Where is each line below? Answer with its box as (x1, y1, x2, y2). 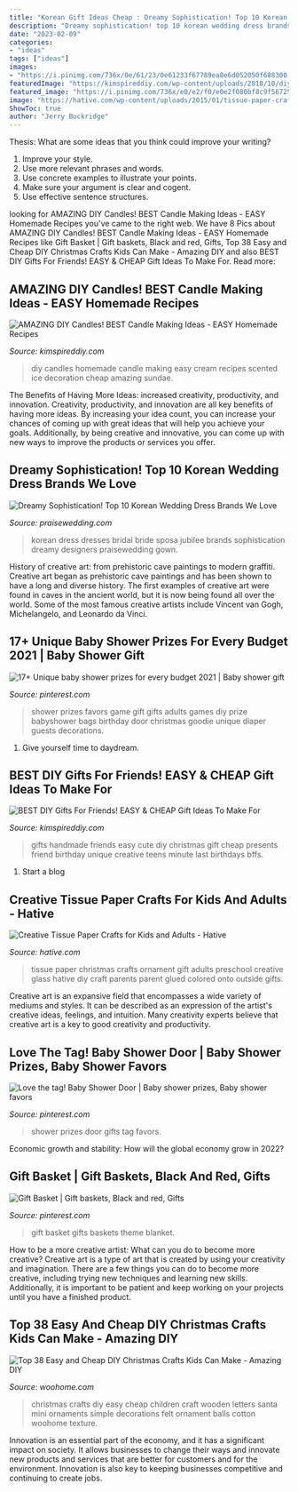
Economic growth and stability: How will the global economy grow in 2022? (9, 1144, 285, 1153)
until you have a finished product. (9, 1291, 131, 1302)
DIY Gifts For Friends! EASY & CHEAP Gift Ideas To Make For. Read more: (9, 256, 276, 267)
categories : (9, 37, 53, 47)
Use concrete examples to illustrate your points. (21, 172, 198, 183)
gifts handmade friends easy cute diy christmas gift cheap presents (30, 840, 278, 850)
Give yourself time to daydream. (21, 742, 139, 753)
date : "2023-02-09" (9, 29, 82, 38)
